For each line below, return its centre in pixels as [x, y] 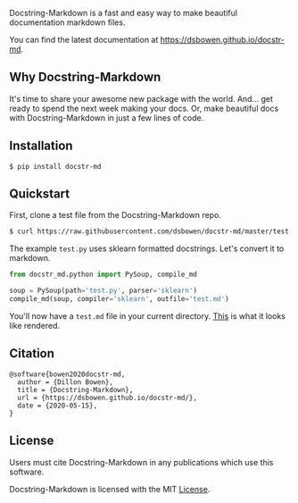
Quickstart [40, 194]
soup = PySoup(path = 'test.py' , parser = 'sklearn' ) [103, 291]
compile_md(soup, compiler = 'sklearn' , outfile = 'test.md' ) [119, 299]
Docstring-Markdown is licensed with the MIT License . [110, 489]
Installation [41, 146]
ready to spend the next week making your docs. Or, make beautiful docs [144, 108]
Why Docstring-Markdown [85, 77]
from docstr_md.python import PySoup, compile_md [103, 275]
